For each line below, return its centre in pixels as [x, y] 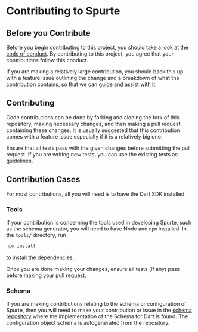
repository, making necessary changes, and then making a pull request [93, 124]
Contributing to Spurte [63, 11]
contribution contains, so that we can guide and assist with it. [81, 84]
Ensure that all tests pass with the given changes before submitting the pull [98, 148]
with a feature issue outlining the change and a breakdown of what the [93, 78]
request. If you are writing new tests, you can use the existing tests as [92, 154]
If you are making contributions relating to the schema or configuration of [96, 304]
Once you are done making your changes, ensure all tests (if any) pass [93, 269]
